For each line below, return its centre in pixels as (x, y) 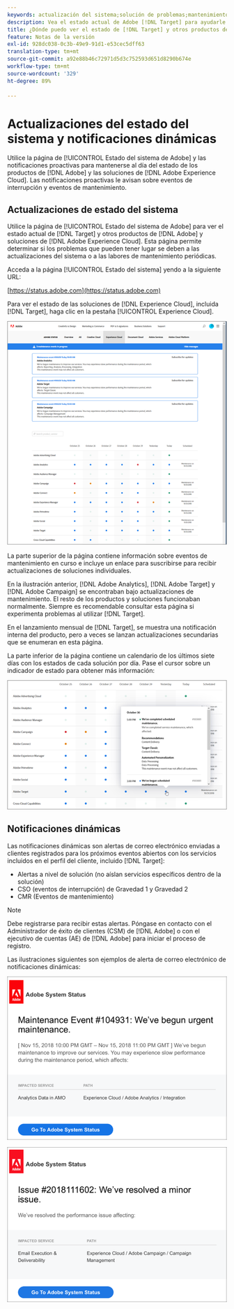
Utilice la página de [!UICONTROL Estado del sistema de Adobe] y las (107, 158)
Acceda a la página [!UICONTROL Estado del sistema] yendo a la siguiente (114, 269)
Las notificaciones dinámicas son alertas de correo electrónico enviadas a (114, 845)
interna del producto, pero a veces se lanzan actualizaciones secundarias (113, 635)
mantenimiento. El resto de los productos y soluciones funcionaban (104, 599)
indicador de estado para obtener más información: (81, 670)
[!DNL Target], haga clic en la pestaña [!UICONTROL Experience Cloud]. (110, 311)
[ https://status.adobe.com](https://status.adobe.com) (84, 290)
